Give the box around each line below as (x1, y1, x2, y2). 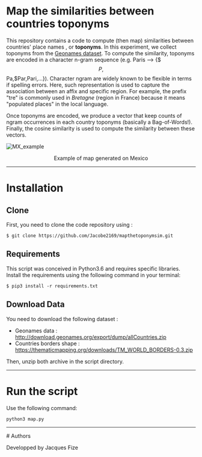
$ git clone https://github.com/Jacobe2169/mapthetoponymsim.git (6, 233, 173, 239)
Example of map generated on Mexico (54, 155, 148, 162)
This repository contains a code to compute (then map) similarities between (6, 37, 194, 44)
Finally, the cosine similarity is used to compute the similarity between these (6, 124, 195, 132)
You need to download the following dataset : (6, 315, 118, 322)
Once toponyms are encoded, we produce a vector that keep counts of (6, 112, 182, 119)
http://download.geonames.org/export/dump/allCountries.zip (14, 333, 167, 340)
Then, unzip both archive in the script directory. (6, 358, 124, 365)
